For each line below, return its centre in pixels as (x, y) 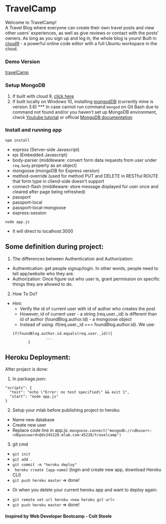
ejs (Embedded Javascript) (40, 155)
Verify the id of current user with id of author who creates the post (87, 309)
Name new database (33, 420)
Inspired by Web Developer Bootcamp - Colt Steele (58, 516)
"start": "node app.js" (34, 397)
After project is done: (27, 369)
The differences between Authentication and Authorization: (73, 259)
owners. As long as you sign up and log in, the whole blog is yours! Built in (81, 38)
